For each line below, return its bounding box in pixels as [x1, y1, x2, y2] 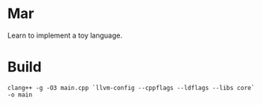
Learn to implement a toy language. [7, 31, 123, 40]
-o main [7, 91, 33, 99]
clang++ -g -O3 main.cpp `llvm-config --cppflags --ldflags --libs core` [7, 84, 256, 92]
